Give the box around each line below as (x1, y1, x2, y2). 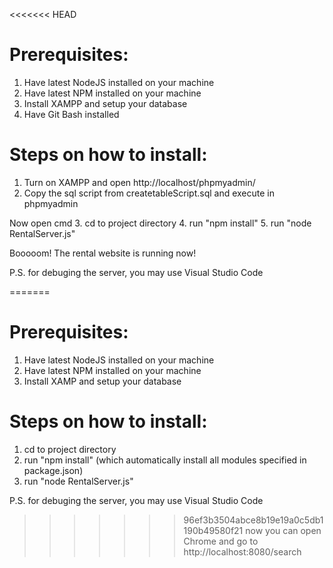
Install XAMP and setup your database (23, 375, 182, 387)
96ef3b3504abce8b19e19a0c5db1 (183, 514, 324, 526)
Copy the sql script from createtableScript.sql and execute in (23, 187, 276, 199)
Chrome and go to (183, 535, 259, 547)
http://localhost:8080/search (183, 545, 302, 558)
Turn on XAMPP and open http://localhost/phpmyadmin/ (23, 176, 256, 188)
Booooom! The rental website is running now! (9, 247, 197, 259)
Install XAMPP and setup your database (23, 97, 188, 109)
